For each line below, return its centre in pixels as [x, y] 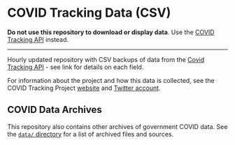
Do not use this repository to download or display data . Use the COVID [111, 32]
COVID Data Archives [55, 110]
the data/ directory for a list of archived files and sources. [90, 134]
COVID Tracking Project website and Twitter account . [84, 88]
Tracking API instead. [38, 39]
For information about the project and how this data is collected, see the [111, 80]
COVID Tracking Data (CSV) [89, 13]
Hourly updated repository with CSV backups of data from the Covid [106, 59]
